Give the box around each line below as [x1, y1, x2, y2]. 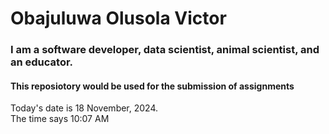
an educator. [10, 55, 74, 69]
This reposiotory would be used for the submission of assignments [10, 80, 295, 92]
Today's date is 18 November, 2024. [10, 102, 159, 114]
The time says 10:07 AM [10, 113, 110, 125]
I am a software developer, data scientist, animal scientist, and [10, 43, 320, 57]
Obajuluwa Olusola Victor [10, 7, 227, 30]
